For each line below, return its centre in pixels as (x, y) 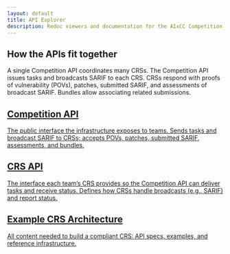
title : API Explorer (37, 20)
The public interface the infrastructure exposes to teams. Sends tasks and (112, 130)
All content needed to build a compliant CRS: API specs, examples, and (107, 236)
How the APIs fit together (62, 54)
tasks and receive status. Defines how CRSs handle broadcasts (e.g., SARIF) (115, 190)
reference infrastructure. (42, 243)
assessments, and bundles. (46, 145)
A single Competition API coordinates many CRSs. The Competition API (108, 71)
